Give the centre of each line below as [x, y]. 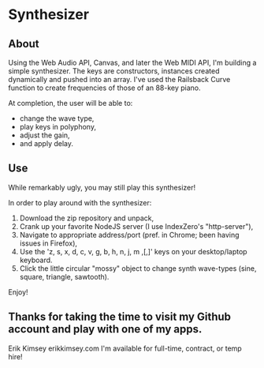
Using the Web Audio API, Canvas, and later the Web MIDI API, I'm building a [132, 62]
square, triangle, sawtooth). [64, 276]
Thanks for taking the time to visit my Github [119, 317]
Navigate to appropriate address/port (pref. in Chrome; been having [129, 235]
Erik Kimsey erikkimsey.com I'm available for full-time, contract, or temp [125, 348]
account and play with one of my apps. [105, 329]
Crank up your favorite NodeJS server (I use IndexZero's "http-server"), [136, 226]
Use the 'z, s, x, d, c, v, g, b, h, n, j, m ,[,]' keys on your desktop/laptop [133, 251]
